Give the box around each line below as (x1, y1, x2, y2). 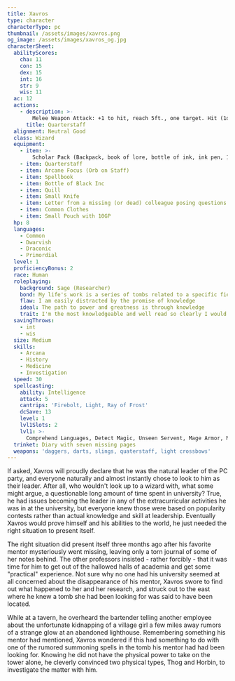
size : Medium (13, 336, 52, 344)
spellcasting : (13, 382, 55, 390)
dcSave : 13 (20, 409, 52, 416)
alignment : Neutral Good (13, 128, 86, 135)
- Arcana (20, 350, 45, 357)
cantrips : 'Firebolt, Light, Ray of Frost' (20, 402, 149, 409)
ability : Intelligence (20, 389, 86, 396)
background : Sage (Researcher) (20, 284, 111, 291)
